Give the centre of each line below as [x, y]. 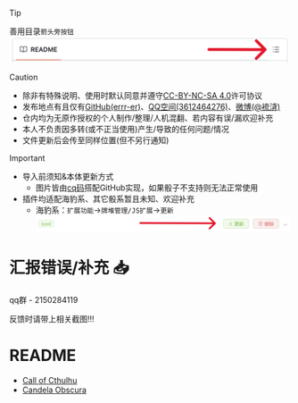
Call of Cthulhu [50, 380]
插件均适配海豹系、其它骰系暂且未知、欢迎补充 [108, 198]
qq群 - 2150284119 [44, 299]
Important [27, 158]
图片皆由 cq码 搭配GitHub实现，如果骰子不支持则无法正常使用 [147, 188]
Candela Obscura [54, 390]
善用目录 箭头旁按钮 [41, 31]
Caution [24, 77]
